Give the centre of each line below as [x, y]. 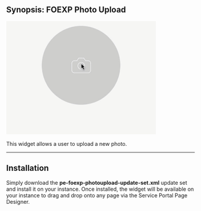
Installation [28, 168]
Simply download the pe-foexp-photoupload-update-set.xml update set [97, 182]
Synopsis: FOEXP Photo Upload [66, 10]
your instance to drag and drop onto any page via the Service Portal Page [97, 195]
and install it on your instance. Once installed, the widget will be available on [100, 189]
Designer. [18, 201]
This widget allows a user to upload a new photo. [67, 143]
